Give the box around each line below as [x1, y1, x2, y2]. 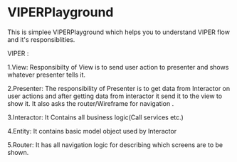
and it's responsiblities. [7, 35, 75, 43]
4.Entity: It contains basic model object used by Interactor [7, 126, 177, 135]
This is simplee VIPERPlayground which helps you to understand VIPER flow [7, 28, 230, 36]
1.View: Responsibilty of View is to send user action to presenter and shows [7, 63, 229, 71]
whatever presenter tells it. [7, 70, 86, 79]
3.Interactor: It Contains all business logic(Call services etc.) [7, 113, 184, 121]
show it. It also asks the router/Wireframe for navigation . [7, 99, 174, 107]
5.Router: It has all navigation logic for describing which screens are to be [7, 140, 223, 149]
